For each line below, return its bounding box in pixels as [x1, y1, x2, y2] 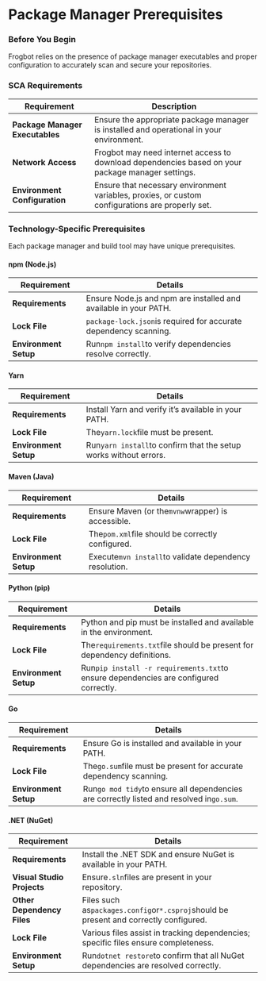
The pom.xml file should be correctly [88, 528, 218, 539]
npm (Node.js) [8, 260, 57, 269]
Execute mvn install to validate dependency [88, 551, 251, 562]
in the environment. [80, 626, 153, 637]
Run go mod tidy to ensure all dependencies [82, 783, 243, 794]
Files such [82, 894, 120, 906]
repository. [82, 882, 123, 893]
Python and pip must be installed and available [80, 617, 254, 628]
